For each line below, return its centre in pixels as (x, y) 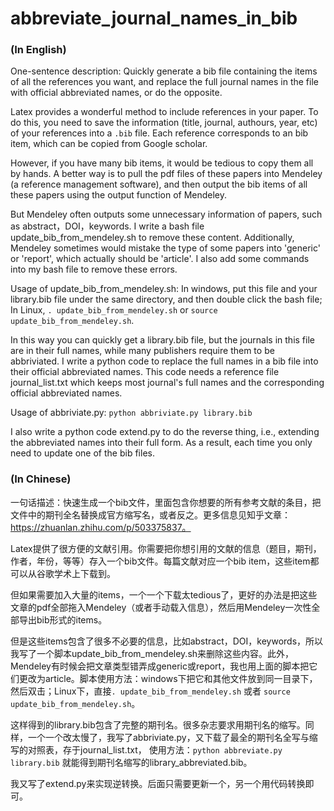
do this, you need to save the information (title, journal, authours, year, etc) (164, 123)
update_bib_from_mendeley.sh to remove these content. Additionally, (152, 238)
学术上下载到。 (84, 573)
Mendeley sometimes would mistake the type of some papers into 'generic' (165, 248)
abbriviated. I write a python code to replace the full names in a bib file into (164, 361)
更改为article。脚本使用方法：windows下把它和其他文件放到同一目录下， (168, 678)
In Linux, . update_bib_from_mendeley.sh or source (114, 310)
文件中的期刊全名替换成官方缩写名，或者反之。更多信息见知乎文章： (150, 514)
